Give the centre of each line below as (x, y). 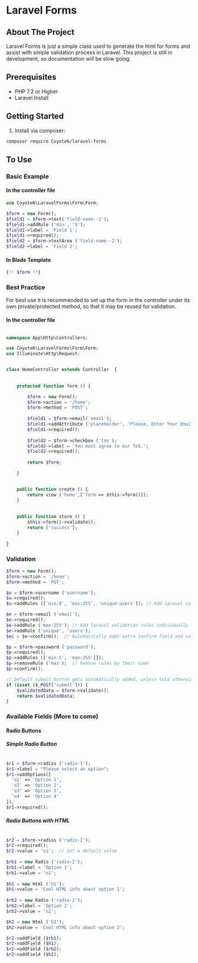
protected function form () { (54, 386)
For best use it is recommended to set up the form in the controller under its (98, 300)
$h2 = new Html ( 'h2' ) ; (35, 922)
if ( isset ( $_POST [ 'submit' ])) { (47, 685)
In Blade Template (29, 259)
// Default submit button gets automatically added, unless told (88, 679)
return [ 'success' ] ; (52, 527)
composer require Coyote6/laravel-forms (57, 141)
